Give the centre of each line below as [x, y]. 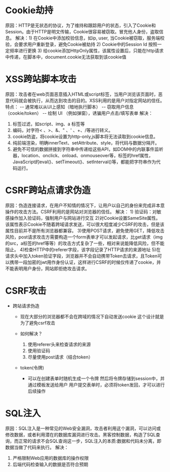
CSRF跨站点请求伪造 [48, 191]
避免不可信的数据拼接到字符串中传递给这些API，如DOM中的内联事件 [83, 149]
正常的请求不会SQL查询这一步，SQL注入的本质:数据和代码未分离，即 [90, 441]
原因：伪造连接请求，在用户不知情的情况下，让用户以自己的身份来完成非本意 [85, 205]
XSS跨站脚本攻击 [41, 79]
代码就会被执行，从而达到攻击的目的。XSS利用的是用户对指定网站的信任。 [87, 100]
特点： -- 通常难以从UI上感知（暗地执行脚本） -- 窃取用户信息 [70, 107]
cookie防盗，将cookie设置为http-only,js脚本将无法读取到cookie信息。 [85, 136]
